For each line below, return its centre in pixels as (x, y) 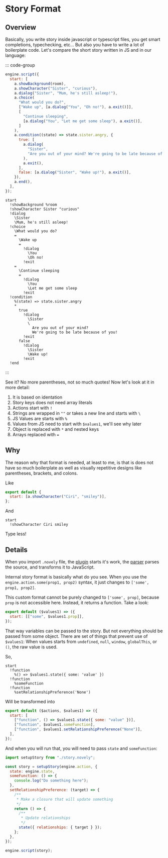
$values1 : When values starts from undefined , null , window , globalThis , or (81, 641)
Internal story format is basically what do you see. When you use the (76, 577)
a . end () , (23, 182)
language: (16, 55)
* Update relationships (46, 818)
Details (16, 550)
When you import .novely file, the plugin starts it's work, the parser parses (82, 562)
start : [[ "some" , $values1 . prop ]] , (47, 616)
